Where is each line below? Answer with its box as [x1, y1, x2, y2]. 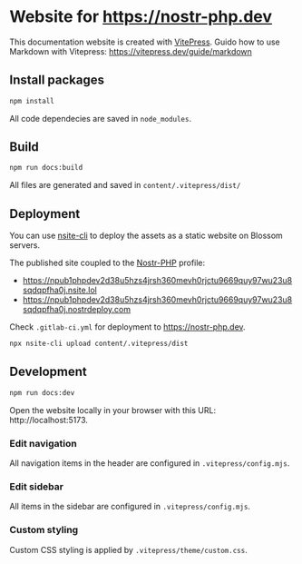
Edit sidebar [9, 480, 63, 492]
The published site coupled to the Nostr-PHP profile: [9, 257, 206, 269]
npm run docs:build [9, 163, 83, 173]
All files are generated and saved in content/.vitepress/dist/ [9, 180, 241, 191]
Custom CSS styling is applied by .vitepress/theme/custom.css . [9, 544, 248, 555]
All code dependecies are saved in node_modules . [9, 113, 192, 124]
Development [9, 364, 88, 380]
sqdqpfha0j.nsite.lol [22, 284, 97, 296]
